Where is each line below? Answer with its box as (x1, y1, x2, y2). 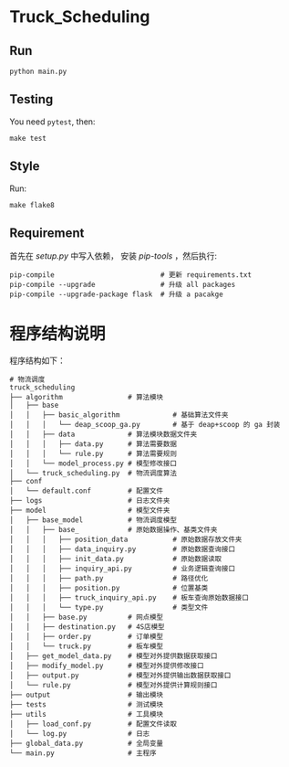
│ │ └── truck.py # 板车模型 (9, 642, 164, 651)
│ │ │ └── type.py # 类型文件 (9, 603, 209, 613)
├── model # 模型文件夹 (9, 506, 170, 516)
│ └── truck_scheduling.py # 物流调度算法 (9, 469, 178, 478)
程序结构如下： (9, 355, 66, 367)
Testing (9, 91, 54, 107)
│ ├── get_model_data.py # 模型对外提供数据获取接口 (9, 652, 218, 661)
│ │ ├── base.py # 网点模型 (9, 613, 164, 623)
